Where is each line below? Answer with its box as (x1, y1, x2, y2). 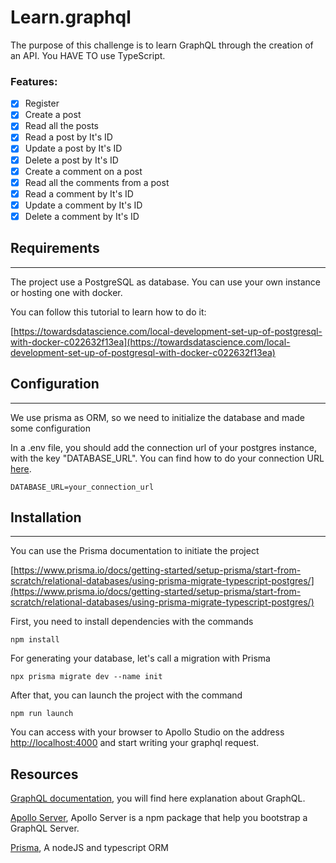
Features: (10, 74, 58, 88)
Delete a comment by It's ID (24, 210, 140, 222)
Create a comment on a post (24, 165, 143, 177)
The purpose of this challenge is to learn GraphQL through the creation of (10, 39, 314, 51)
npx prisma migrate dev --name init (10, 672, 163, 682)
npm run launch (10, 709, 74, 719)
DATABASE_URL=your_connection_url (10, 482, 155, 492)
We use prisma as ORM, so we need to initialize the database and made (10, 411, 305, 423)
